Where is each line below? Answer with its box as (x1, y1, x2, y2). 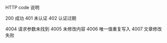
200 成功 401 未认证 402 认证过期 (5, 15, 77, 21)
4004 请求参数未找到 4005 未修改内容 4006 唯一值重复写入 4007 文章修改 (5, 26, 162, 32)
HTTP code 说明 (5, 5, 40, 10)
